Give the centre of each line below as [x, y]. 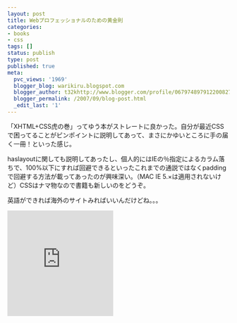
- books [19, 33]
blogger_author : [37, 92]
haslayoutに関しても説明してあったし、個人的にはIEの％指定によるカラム [113, 158]
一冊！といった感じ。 [44, 144]
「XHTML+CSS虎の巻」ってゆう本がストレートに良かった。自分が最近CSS [116, 126]
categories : [25, 27]
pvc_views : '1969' [41, 79]
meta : [15, 72]
